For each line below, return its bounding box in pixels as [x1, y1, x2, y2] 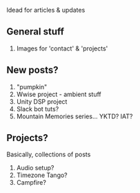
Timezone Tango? [16, 171, 68, 179]
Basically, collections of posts [6, 150, 91, 158]
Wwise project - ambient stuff [16, 90, 101, 98]
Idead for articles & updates [6, 6, 86, 14]
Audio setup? [16, 164, 54, 172]
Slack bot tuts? [16, 104, 59, 113]
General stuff [6, 26, 65, 37]
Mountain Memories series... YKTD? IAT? [16, 112, 133, 120]
